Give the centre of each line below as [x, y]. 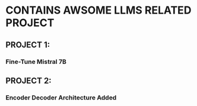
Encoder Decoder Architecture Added [61, 97]
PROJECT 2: [28, 81]
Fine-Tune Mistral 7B [36, 62]
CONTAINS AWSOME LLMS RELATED [99, 10]
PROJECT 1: [28, 45]
